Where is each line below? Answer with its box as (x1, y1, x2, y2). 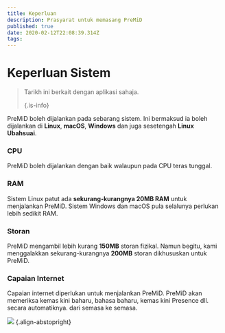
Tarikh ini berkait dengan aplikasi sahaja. (23, 88, 139, 96)
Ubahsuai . (7, 129, 37, 137)
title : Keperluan (7, 10, 57, 17)
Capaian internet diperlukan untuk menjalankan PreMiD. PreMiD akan (7, 289, 202, 297)
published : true (7, 23, 54, 30)
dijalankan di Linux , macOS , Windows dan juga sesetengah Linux (7, 122, 194, 130)
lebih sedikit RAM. (7, 209, 58, 217)
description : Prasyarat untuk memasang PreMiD (7, 16, 143, 23)
